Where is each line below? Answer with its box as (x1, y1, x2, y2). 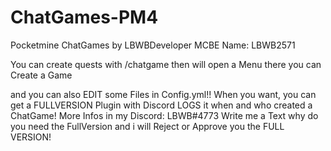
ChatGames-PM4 (10, 6, 159, 29)
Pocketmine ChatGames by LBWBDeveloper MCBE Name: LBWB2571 (10, 39, 296, 51)
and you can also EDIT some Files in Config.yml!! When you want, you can (10, 88, 317, 100)
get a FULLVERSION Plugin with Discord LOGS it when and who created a (10, 99, 313, 111)
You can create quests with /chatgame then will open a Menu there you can (10, 58, 322, 70)
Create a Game (10, 69, 73, 81)
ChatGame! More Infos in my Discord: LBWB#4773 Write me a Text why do (10, 109, 319, 121)
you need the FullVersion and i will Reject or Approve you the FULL (10, 120, 285, 132)
